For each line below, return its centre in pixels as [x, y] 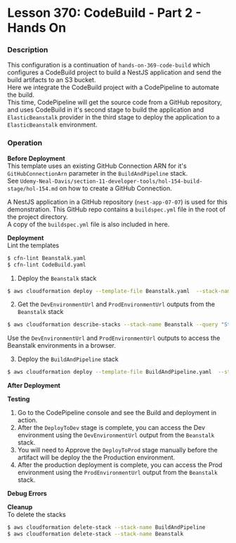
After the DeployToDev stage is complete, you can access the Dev [111, 428]
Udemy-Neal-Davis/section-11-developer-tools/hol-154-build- [111, 181]
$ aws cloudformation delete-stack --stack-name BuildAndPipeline [106, 528]
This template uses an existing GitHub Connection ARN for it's [97, 166]
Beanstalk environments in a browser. [61, 346]
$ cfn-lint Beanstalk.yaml [47, 258]
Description [28, 50]
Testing [19, 399]
